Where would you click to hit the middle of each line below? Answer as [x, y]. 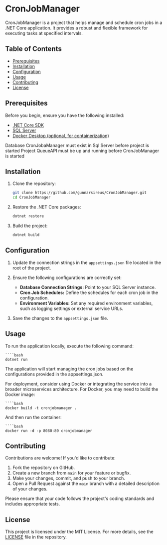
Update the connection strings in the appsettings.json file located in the [86, 262]
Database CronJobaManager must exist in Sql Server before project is [77, 145]
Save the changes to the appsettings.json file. [60, 318]
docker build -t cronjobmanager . [41, 408]
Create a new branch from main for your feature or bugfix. [72, 473]
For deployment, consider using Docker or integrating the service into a [79, 383]
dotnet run [16, 359]
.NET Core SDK [28, 125]
